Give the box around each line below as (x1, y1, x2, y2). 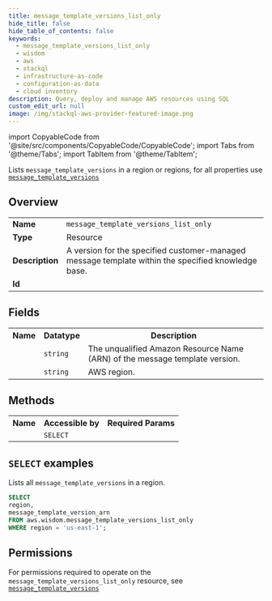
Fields (8, 305, 40, 320)
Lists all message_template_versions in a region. (8, 478, 166, 488)
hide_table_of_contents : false (8, 27, 114, 35)
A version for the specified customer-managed (66, 245, 246, 256)
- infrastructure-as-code (15, 72, 104, 80)
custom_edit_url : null (8, 102, 85, 110)
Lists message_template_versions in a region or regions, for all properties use (8, 165, 263, 174)
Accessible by (43, 418, 100, 429)
